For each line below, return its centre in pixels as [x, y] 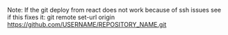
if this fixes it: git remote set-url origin [61, 17]
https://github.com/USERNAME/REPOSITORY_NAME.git [87, 24]
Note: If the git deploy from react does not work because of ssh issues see [114, 10]
